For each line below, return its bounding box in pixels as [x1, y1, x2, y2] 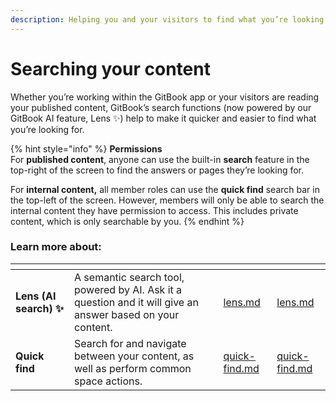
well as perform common [74, 361, 192, 375]
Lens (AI [15, 289, 57, 303]
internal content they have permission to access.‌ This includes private [10, 204, 299, 216]
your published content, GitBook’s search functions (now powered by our [10, 101, 312, 113]
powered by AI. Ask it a [74, 282, 183, 296]
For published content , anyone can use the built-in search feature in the [10, 153, 310, 165]
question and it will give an [74, 295, 199, 309]
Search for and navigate [74, 336, 187, 350]
